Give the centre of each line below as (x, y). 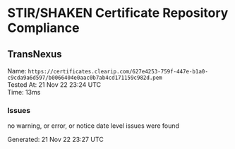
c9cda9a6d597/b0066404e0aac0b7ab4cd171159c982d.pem (85, 78)
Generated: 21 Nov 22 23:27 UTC (55, 140)
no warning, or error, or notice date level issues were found (94, 126)
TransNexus (35, 54)
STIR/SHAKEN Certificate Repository (118, 13)
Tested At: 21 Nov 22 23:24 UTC (54, 85)
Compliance (43, 28)
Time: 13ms (24, 92)
